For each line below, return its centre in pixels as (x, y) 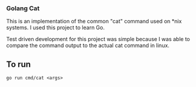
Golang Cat (23, 8)
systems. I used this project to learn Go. (56, 27)
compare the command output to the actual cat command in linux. (88, 45)
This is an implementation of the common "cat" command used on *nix (94, 21)
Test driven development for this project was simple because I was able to (98, 39)
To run (19, 64)
